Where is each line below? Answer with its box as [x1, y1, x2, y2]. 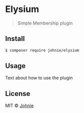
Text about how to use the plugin [5, 75, 73, 81]
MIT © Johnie [5, 102, 34, 108]
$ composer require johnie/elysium [5, 47, 79, 53]
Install [5, 34, 25, 43]
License [5, 89, 30, 98]
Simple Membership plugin [17, 20, 73, 26]
